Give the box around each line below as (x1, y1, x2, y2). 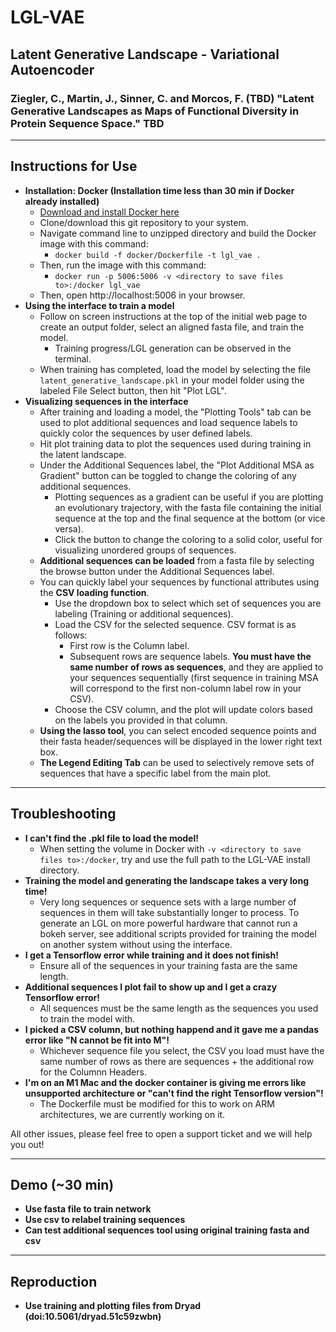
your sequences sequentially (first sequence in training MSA (69, 671, 319, 683)
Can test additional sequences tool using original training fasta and (24, 1224, 310, 1236)
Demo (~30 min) (10, 1176, 115, 1193)
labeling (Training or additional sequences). (54, 607, 234, 620)
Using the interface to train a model (24, 299, 175, 311)
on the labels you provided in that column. (54, 714, 228, 726)
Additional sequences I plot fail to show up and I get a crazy (24, 981, 278, 993)
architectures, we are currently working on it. (39, 1108, 226, 1120)
